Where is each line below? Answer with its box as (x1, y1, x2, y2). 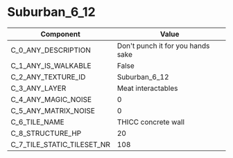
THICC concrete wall (116, 117, 185, 127)
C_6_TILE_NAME (10, 117, 64, 127)
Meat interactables (116, 83, 178, 93)
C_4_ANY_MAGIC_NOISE (10, 94, 92, 104)
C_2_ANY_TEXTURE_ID (10, 72, 86, 82)
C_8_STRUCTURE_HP (10, 128, 82, 138)
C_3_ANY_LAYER (10, 83, 67, 93)
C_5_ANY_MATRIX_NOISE (10, 105, 96, 115)
